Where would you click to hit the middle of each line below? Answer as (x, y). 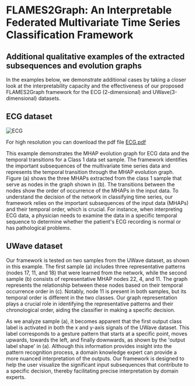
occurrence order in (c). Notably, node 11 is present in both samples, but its (96, 291)
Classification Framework (70, 35)
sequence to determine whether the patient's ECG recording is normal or (94, 221)
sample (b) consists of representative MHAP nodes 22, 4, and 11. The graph (97, 279)
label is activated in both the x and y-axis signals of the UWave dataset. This (98, 327)
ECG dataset (29, 117)
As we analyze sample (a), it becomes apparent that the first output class (94, 321)
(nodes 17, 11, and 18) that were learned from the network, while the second (96, 273)
